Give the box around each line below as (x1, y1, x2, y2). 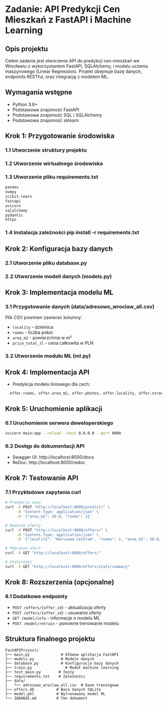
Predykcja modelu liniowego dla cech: (12, 381, 90, 387)
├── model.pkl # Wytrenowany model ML (5, 692, 106, 697)
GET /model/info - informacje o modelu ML (12, 615, 100, 621)
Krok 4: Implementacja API (5, 368, 89, 376)
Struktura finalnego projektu (5, 635, 95, 643)
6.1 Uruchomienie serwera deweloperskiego (5, 420, 113, 427)
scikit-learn (5, 194, 32, 199)
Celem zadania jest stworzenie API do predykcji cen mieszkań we (5, 58, 140, 63)
